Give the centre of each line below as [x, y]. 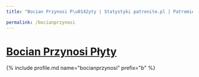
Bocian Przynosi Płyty [62, 52]
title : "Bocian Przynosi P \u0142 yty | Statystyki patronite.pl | [88, 12]
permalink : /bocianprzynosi [41, 22]
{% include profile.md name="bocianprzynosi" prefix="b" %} [81, 68]
